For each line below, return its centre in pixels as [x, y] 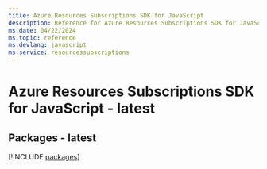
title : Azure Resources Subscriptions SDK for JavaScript [106, 15]
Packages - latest [52, 138]
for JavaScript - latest [82, 109]
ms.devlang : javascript [48, 45]
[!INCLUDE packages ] [44, 157]
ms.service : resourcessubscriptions [69, 52]
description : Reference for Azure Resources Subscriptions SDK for [122, 23]
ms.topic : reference [43, 38]
